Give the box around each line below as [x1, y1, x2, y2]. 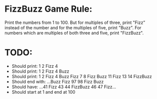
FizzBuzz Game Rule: [4, 3, 92, 15]
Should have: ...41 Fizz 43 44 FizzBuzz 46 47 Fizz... [11, 84, 116, 90]
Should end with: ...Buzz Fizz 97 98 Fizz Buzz [11, 79, 104, 84]
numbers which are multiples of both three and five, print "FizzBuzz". [4, 30, 144, 36]
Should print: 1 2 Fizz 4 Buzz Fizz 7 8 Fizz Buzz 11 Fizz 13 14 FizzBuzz [11, 73, 152, 79]
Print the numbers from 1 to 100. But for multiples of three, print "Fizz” [4, 20, 145, 25]
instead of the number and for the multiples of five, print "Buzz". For [4, 24, 142, 30]
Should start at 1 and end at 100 [11, 89, 75, 95]
